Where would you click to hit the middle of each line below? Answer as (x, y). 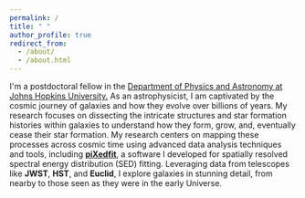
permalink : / (34, 18)
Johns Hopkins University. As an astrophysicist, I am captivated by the (142, 96)
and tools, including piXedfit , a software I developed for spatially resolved (149, 154)
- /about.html (44, 60)
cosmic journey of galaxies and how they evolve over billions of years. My (148, 105)
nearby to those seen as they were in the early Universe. (116, 183)
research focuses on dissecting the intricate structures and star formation (148, 115)
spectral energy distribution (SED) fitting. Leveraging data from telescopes (150, 164)
